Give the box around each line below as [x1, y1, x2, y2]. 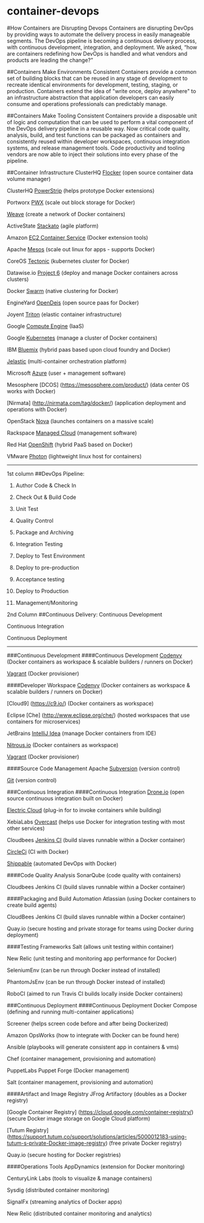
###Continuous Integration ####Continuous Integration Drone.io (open [7, 788, 185, 796]
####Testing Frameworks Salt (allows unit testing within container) [7, 943, 174, 950]
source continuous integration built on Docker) [7, 794, 123, 802]
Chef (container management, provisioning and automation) [7, 1055, 156, 1062]
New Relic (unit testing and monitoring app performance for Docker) [7, 955, 177, 962]
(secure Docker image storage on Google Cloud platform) [7, 1115, 151, 1122]
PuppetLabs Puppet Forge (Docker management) [7, 1067, 130, 1074]
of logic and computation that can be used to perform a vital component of [7, 118, 194, 125]
